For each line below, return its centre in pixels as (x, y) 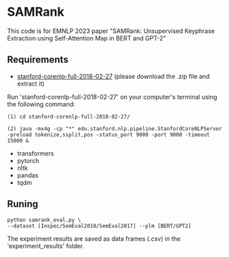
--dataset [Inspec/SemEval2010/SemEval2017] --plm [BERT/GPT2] (99, 226)
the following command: (41, 104)
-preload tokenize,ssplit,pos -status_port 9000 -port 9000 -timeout (109, 134)
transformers (35, 153)
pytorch (28, 160)
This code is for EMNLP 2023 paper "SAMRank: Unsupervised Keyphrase (111, 31)
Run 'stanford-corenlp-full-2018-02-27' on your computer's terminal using (112, 97)
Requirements (38, 60)
